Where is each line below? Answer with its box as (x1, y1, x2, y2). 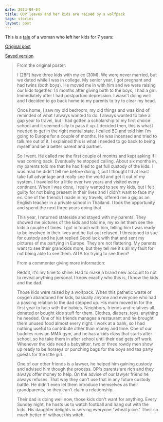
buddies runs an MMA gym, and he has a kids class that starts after (17, 331, 152, 337)
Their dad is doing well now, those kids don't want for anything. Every (17, 396, 157, 402)
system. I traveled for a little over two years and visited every (17, 179, 140, 185)
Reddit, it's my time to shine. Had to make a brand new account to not (17, 269, 157, 276)
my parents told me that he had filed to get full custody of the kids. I (17, 163, 153, 169)
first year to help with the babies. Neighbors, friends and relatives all (17, 305, 154, 311)
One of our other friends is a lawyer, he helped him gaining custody (17, 361, 152, 367)
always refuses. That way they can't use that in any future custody (17, 377, 151, 382)
